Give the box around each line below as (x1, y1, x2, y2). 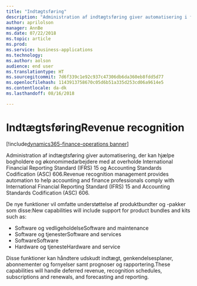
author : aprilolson (6, 19, 54, 25)
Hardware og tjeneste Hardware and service (14, 243, 121, 250)
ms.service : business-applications (6, 47, 93, 53)
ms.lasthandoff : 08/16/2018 (6, 90, 75, 96)
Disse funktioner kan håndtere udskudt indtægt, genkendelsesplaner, (6, 254, 174, 261)
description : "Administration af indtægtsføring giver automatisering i (6, 14, 188, 20)
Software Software (14, 237, 59, 244)
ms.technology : (6, 52, 43, 58)
